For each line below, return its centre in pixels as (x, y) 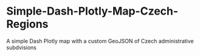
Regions (27, 24)
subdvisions (21, 47)
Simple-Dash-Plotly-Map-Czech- (92, 11)
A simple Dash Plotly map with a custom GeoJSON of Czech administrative (100, 41)
